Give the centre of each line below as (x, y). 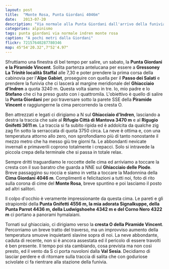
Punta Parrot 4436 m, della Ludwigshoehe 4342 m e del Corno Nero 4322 (84, 209)
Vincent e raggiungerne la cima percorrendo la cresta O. (64, 104)
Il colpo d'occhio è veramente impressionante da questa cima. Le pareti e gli (84, 198)
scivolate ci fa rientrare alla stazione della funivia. (56, 262)
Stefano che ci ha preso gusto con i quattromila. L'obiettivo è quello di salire (84, 94)
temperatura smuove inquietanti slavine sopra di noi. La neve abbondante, (82, 235)
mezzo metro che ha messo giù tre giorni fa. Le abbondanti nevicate (76, 141)
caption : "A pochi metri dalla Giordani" (49, 38)
